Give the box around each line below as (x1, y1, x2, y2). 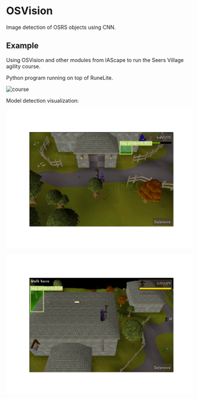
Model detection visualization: (6, 97, 79, 104)
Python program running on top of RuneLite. (6, 74, 113, 81)
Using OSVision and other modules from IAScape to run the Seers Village (6, 56, 184, 63)
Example (6, 41, 39, 51)
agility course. (6, 63, 41, 70)
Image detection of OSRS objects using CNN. (6, 24, 116, 31)
